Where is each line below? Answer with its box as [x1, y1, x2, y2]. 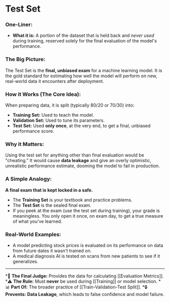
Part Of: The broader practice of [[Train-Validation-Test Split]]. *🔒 [11, 284, 148, 290]
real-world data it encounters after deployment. [5, 78, 104, 84]
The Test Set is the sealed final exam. [12, 202, 92, 208]
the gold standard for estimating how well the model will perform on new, [5, 73, 158, 79]
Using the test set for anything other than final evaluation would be [5, 152, 144, 158]
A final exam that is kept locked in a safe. [5, 187, 93, 193]
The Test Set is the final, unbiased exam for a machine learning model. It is [5, 67, 162, 73]
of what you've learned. [12, 218, 62, 224]
